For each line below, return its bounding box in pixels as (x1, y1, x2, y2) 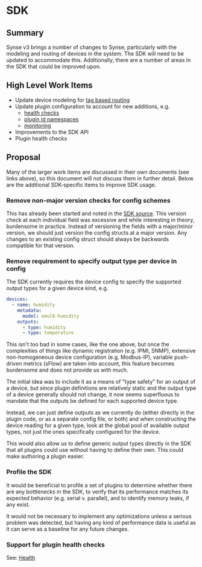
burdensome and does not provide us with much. (6, 366, 128, 374)
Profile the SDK (6, 468, 52, 477)
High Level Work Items (6, 80, 93, 90)
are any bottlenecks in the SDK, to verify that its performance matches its (6, 488, 189, 495)
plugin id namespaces (24, 115, 79, 122)
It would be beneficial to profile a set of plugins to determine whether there (6, 481, 193, 489)
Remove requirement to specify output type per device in (6, 257, 177, 265)
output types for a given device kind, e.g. (6, 285, 109, 292)
